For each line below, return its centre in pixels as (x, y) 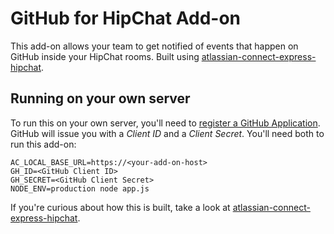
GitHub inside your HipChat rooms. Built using (105, 56)
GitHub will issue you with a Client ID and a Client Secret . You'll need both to (167, 133)
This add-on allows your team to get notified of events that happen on (154, 46)
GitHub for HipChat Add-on (126, 18)
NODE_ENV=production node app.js (80, 188)
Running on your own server (100, 98)
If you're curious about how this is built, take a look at (120, 207)
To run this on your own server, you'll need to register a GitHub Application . (165, 123)
